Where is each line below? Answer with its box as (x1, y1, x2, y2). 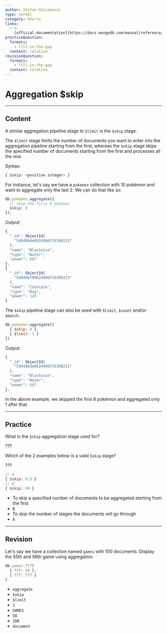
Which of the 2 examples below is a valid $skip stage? (5, 453, 116, 459)
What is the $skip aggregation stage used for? (5, 434, 100, 440)
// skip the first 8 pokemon (9, 201, 70, 206)
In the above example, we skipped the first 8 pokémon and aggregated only (5, 396, 160, 402)
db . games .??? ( (5, 563, 35, 568)
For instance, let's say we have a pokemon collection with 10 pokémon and (5, 181, 155, 187)
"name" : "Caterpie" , (9, 284, 52, 289)
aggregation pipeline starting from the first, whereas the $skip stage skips (5, 143, 157, 149)
